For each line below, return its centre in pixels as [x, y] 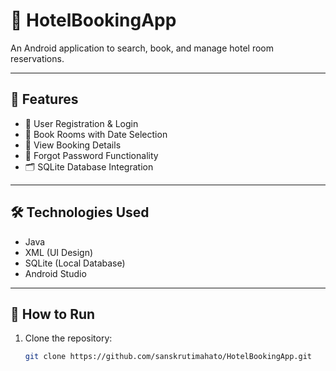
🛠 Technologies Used [80, 212]
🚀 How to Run [53, 314]
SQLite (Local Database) [75, 263]
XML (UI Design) [59, 252]
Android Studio [55, 273]
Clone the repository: [68, 338]
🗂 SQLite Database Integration [89, 166]
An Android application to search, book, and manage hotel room [142, 48]
